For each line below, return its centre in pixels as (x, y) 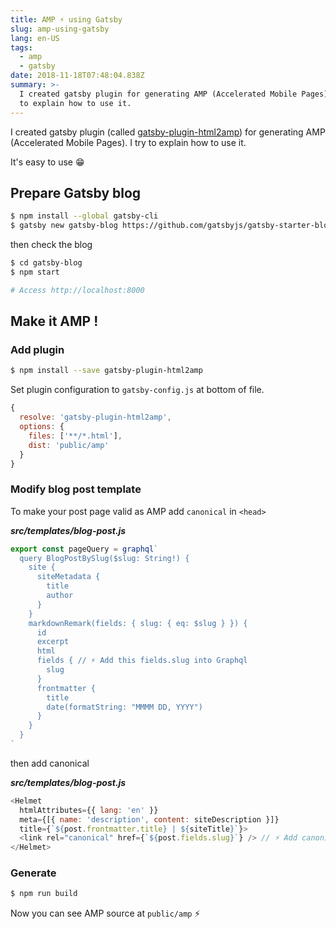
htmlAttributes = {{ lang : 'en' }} (89, 810)
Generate (33, 873)
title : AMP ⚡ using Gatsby (66, 19)
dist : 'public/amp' (69, 445)
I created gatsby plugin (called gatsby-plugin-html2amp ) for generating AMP (168, 132)
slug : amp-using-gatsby (60, 29)
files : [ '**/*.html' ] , (75, 436)
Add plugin (37, 349)
